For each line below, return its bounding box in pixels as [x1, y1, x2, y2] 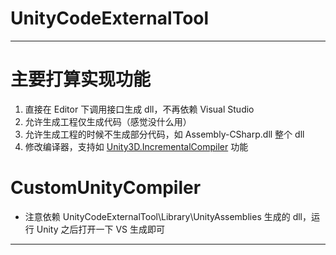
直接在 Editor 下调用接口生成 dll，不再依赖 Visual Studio [24, 103, 255, 115]
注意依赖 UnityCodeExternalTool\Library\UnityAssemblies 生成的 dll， [24, 210, 312, 222]
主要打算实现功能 [10, 68, 152, 91]
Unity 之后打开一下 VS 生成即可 [36, 223, 165, 235]
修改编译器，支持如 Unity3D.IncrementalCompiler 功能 [24, 140, 249, 152]
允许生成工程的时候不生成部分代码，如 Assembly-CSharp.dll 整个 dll [24, 128, 305, 140]
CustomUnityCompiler [10, 177, 202, 199]
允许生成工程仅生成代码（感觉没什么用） [24, 115, 192, 127]
